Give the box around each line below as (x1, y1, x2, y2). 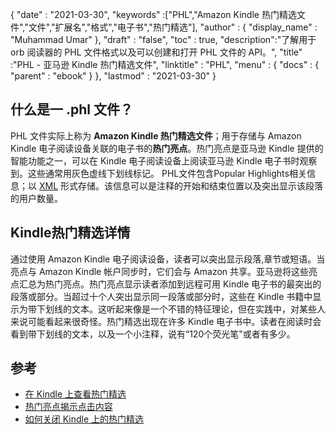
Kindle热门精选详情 (10, 224, 131, 242)
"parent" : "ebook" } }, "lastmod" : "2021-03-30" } (10, 70, 217, 82)
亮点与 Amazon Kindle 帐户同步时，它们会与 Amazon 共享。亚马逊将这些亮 (10, 265, 318, 277)
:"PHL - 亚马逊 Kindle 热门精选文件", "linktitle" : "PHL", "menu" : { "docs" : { (10, 59, 320, 70)
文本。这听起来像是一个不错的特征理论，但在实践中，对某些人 (71, 303, 326, 315)
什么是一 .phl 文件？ (10, 101, 133, 118)
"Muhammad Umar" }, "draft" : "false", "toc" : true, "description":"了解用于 (10, 34, 317, 45)
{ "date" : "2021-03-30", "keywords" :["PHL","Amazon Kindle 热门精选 (10, 9, 297, 20)
